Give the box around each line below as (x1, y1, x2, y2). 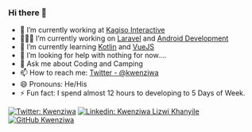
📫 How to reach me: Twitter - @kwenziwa (19, 68, 159, 78)
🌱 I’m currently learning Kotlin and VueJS (19, 42, 155, 52)
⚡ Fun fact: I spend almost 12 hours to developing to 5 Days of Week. (19, 88, 246, 98)
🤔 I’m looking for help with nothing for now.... (19, 51, 167, 60)
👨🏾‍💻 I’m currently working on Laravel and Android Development (19, 33, 229, 43)
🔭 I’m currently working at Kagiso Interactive (19, 25, 165, 35)
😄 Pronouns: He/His (19, 80, 87, 89)
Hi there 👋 (8, 7, 48, 18)
